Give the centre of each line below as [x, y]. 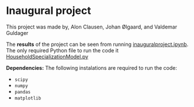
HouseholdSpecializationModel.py [47, 56]
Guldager [17, 33]
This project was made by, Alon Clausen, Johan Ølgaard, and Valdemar [91, 27]
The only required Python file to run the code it [62, 50]
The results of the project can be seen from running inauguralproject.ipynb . [97, 44]
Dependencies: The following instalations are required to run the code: [91, 67]
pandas [22, 92]
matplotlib [28, 98]
